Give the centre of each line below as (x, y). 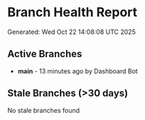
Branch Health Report (72, 12)
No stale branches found (44, 110)
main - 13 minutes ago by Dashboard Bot (78, 71)
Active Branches (45, 54)
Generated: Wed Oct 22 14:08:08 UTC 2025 (72, 32)
